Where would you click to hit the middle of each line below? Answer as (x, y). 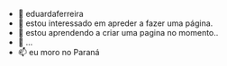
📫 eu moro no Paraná (59, 52)
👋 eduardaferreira (50, 14)
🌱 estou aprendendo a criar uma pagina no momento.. (118, 33)
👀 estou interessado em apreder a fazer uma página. (115, 23)
